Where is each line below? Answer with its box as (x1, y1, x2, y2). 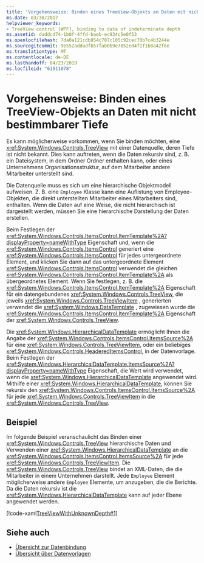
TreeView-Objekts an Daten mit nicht (6, 105, 196, 119)
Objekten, (6, 195, 31, 202)
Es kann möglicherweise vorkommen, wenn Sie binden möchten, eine (6, 138, 180, 145)
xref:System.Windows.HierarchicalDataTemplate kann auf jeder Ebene (6, 491, 182, 499)
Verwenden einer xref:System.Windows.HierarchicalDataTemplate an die (6, 446, 188, 453)
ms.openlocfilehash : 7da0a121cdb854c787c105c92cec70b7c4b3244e (6, 37, 170, 43)
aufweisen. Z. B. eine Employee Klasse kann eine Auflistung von (6, 188, 164, 195)
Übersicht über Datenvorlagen (15, 550, 91, 557)
